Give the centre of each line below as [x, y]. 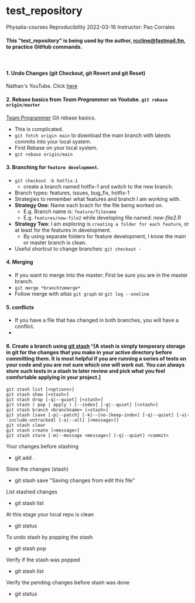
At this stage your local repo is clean [50, 515]
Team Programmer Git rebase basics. [51, 118]
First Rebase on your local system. [56, 148]
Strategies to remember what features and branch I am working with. [97, 199]
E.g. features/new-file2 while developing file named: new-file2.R [102, 217]
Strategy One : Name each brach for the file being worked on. [89, 205]
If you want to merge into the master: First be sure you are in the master [101, 275]
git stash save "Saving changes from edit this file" [75, 481]
